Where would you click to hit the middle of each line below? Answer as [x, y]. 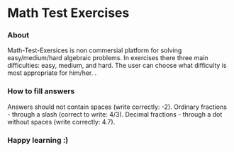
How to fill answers [41, 91]
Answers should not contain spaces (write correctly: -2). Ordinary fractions [117, 107]
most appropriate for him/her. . [52, 73]
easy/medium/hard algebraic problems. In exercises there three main [108, 58]
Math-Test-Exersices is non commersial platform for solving [95, 50]
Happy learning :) [38, 140]
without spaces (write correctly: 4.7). [61, 122]
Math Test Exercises [68, 13]
